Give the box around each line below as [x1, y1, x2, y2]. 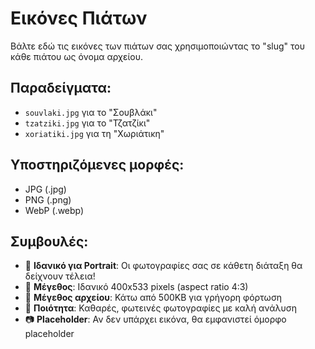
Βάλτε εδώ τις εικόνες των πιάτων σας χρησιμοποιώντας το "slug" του [10, 40, 305, 52]
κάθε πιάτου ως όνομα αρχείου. [10, 50, 144, 62]
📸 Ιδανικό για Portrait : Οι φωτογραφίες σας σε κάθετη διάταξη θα [24, 260, 303, 272]
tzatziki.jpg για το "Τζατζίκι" [24, 117, 151, 129]
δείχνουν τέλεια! [24, 270, 96, 282]
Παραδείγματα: [10, 80, 112, 97]
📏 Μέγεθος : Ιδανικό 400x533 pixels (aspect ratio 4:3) [24, 281, 249, 293]
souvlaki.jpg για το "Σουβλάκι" [24, 106, 158, 118]
